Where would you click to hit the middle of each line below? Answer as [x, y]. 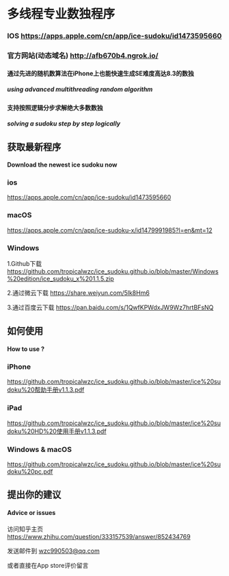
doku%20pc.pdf [30, 471]
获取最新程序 [34, 147]
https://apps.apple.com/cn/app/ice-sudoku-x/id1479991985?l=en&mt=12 [110, 230]
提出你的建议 [34, 495]
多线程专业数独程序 [61, 14]
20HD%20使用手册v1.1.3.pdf [67, 431]
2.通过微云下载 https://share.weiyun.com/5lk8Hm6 [79, 293]
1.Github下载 [25, 264]
